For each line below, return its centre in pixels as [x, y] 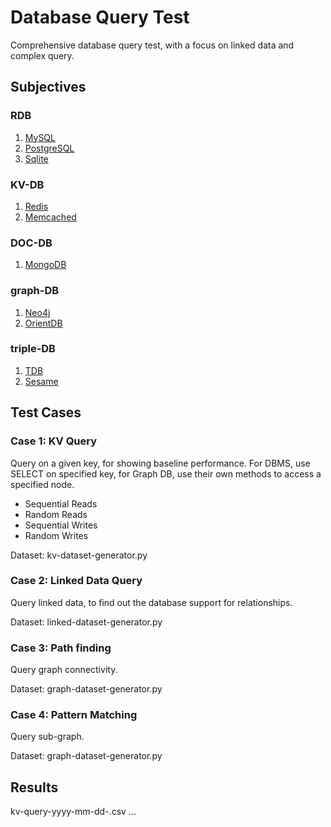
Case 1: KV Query [54, 441]
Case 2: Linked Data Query [76, 581]
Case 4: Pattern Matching [74, 715]
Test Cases [46, 412]
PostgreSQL [49, 148]
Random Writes [56, 535]
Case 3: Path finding [61, 648]
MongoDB [45, 265]
